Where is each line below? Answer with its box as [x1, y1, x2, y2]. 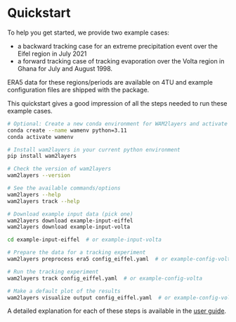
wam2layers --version [7, 172, 71, 179]
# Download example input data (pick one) [7, 210, 133, 218]
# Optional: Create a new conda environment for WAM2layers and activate [7, 120, 228, 128]
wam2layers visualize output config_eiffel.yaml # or [7, 294, 171, 301]
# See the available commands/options [7, 185, 121, 192]
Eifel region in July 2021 [17, 49, 87, 58]
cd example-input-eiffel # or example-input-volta [7, 236, 162, 244]
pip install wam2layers [7, 153, 77, 160]
